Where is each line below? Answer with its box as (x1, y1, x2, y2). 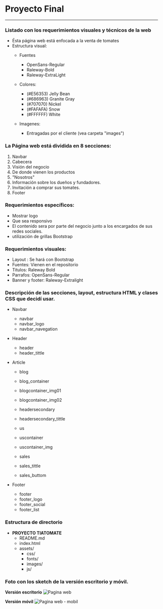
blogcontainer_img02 (19, 397, 62, 403)
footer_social (19, 502, 45, 507)
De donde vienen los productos (12, 169, 75, 175)
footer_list (19, 507, 40, 513)
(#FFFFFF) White (26, 112, 61, 118)
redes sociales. (12, 228, 43, 234)
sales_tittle (19, 463, 41, 469)
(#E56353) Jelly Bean (26, 91, 70, 97)
